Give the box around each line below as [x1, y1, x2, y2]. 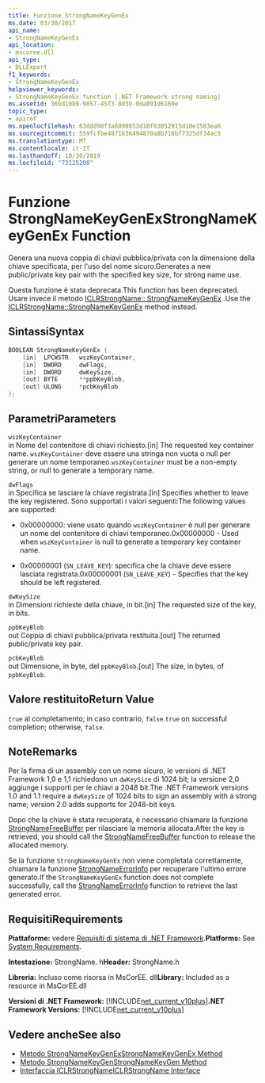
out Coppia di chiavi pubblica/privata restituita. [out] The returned [8, 630, 221, 640]
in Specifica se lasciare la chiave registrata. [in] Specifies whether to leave [8, 488, 249, 497]
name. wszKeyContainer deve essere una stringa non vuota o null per [8, 449, 231, 458]
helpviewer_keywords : [8, 85, 80, 94]
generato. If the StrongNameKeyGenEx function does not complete [8, 873, 214, 882]
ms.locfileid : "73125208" [8, 159, 93, 167]
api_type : [8, 56, 41, 64]
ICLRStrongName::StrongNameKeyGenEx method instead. [8, 302, 198, 312]
